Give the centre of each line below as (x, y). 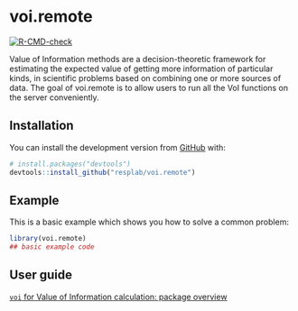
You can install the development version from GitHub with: (117, 147)
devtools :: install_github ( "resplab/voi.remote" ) (102, 172)
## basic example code (52, 247)
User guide (41, 275)
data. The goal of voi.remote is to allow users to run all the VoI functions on (149, 87)
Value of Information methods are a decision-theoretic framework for (138, 59)
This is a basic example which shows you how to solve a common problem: (149, 222)
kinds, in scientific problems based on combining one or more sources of (145, 78)
